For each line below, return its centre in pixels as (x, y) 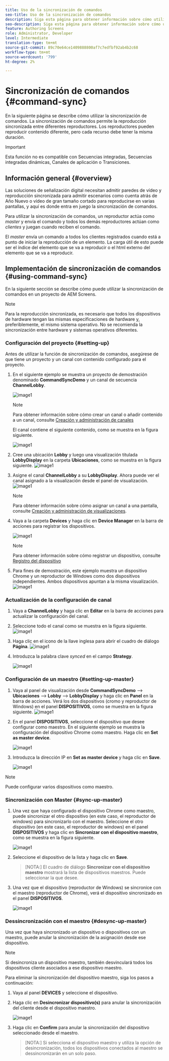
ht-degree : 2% (20, 62)
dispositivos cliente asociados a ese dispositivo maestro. (64, 968)
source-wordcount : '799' (31, 57)
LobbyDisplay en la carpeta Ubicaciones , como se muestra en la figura (87, 460)
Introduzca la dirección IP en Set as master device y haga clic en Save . (87, 757)
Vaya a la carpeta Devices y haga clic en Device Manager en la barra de (88, 521)
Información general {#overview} (59, 178)
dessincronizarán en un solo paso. (61, 1053)
